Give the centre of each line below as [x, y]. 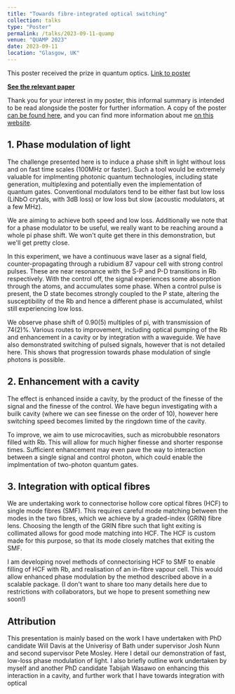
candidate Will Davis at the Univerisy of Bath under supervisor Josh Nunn [113, 646]
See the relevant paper [41, 86]
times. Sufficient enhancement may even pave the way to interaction [106, 449]
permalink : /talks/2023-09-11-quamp [61, 33]
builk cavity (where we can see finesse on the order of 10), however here [113, 413]
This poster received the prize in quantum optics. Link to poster [99, 73]
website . [20, 122]
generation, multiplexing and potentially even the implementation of [105, 184]
